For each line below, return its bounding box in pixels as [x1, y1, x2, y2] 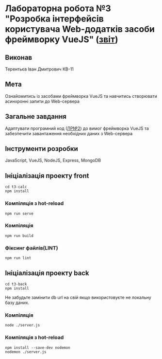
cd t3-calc [5, 184, 27, 190]
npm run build [5, 233, 34, 238]
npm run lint [5, 256, 32, 261]
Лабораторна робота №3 [5, 3, 112, 14]
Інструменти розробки [5, 144, 79, 153]
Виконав [5, 53, 32, 61]
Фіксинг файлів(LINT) [5, 244, 58, 251]
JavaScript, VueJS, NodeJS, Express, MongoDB [5, 158, 101, 163]
